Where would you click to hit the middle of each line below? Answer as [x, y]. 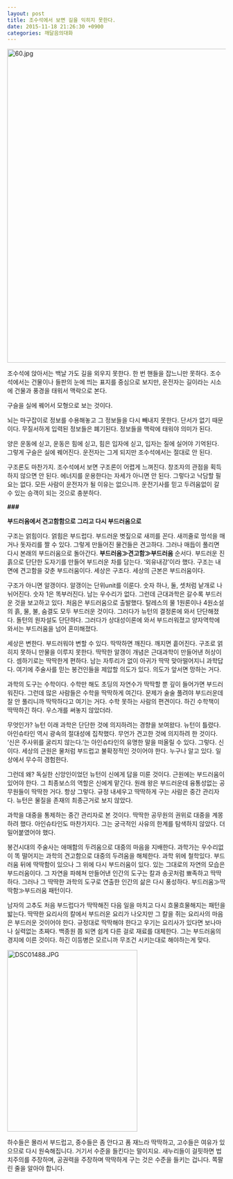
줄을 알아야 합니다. [39, 1169]
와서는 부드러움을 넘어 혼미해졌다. [53, 629]
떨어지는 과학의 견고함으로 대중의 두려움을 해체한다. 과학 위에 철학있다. [117, 856]
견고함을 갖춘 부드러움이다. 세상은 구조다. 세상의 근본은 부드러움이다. [112, 571]
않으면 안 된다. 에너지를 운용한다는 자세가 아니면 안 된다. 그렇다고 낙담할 [117, 476]
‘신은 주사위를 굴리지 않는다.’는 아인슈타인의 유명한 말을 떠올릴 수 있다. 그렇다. [112, 742]
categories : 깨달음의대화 [40, 33]
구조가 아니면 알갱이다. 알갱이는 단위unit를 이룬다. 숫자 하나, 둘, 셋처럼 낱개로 [111, 585]
